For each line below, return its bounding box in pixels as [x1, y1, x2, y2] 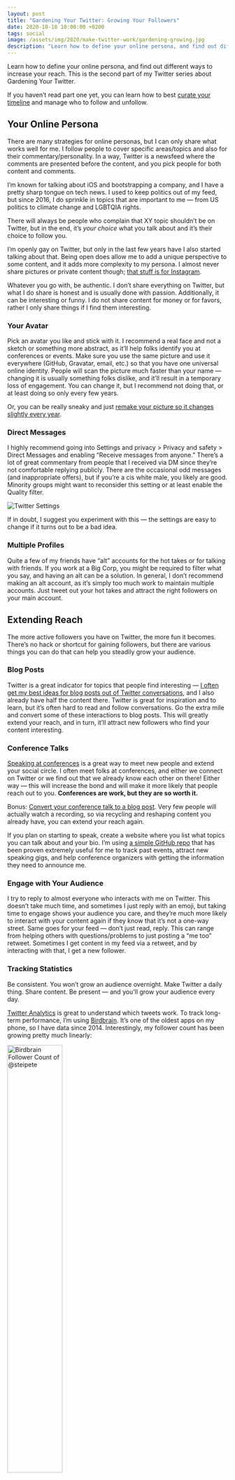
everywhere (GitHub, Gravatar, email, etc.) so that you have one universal [7, 359, 219, 368]
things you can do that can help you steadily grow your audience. [7, 647, 196, 656]
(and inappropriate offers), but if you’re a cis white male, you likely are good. [7, 473, 227, 481]
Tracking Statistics [7, 964, 73, 974]
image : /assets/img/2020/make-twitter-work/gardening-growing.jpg [7, 36, 205, 44]
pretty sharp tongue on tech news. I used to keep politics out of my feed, [7, 187, 218, 196]
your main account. [7, 594, 63, 602]
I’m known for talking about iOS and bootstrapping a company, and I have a [7, 180, 224, 189]
